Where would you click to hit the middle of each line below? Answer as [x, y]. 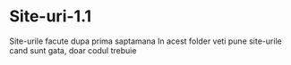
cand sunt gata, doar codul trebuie [73, 50]
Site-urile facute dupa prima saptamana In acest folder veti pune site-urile [145, 41]
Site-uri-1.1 [51, 16]
